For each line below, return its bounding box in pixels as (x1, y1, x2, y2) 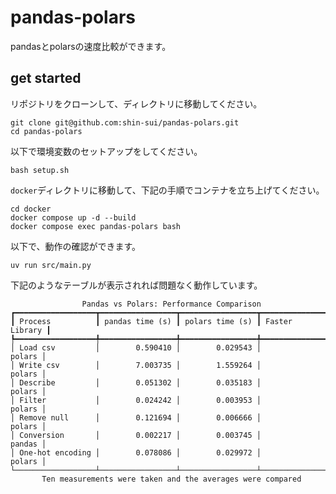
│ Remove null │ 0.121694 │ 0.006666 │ (10, 412, 262, 423)
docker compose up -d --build (10, 212, 137, 223)
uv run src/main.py (10, 260, 92, 270)
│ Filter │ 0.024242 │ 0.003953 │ (10, 395, 262, 405)
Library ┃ (10, 325, 52, 335)
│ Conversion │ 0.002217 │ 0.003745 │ (10, 430, 262, 440)
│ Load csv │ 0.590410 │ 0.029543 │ (10, 342, 262, 353)
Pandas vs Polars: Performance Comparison (81, 299, 262, 309)
